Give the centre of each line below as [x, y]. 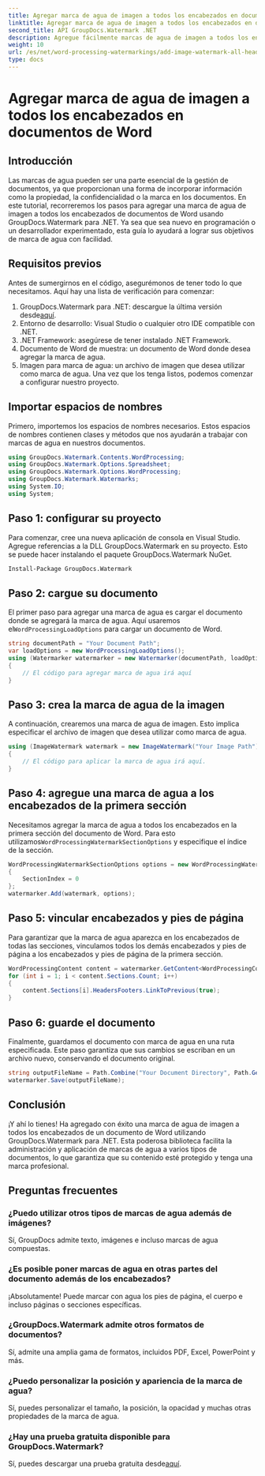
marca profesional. [39, 1166]
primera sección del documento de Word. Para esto [92, 833]
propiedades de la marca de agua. [64, 1416]
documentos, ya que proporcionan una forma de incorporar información [125, 188]
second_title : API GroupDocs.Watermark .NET [82, 30]
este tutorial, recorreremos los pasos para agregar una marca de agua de [127, 205]
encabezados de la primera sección [97, 806]
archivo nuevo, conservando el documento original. [92, 1058]
